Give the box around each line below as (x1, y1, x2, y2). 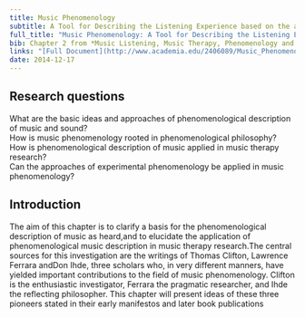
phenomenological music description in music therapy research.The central (9, 240, 292, 251)
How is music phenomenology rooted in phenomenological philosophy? (9, 132, 277, 143)
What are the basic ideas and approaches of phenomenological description (9, 112, 291, 123)
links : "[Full (9, 47, 64, 56)
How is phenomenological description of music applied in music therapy (9, 141, 280, 152)
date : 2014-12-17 (9, 55, 75, 64)
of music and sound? (9, 122, 88, 133)
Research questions (9, 89, 125, 104)
